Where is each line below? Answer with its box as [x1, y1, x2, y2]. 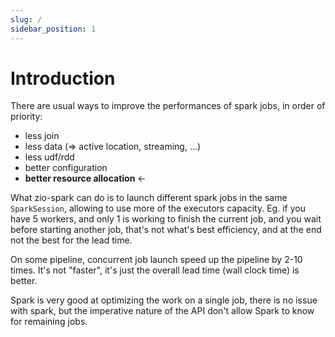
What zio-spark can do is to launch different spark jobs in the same [10, 192, 288, 204]
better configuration [24, 162, 108, 174]
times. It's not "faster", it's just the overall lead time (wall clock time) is [10, 264, 300, 276]
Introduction [10, 67, 116, 90]
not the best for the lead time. [10, 234, 133, 246]
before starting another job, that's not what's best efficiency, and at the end [10, 224, 322, 236]
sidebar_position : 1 [10, 24, 97, 34]
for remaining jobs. [10, 316, 88, 328]
